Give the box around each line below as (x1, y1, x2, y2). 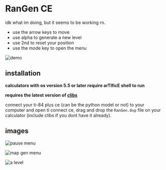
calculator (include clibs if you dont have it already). (5, 112, 112, 118)
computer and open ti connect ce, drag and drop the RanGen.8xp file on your (5, 107, 161, 113)
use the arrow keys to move (12, 29, 70, 35)
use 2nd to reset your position (12, 39, 74, 45)
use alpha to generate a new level (12, 34, 82, 40)
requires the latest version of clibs (5, 92, 78, 98)
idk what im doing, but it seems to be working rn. (5, 19, 106, 25)
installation (5, 69, 41, 78)
